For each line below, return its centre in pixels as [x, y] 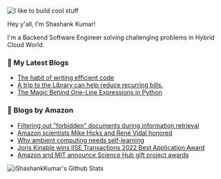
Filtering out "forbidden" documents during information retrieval [108, 125]
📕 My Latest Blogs [38, 62]
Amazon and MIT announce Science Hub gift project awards [103, 155]
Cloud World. [26, 45]
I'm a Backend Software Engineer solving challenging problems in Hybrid [111, 37]
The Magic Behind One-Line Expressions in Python [89, 93]
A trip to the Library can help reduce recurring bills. [90, 85]
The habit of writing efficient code [66, 78]
